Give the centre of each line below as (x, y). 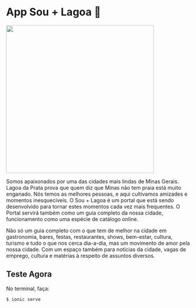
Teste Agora (29, 274)
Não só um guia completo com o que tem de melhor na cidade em (86, 231)
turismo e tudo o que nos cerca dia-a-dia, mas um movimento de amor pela (98, 243)
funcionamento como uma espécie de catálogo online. (72, 219)
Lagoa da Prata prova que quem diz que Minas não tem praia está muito (94, 187)
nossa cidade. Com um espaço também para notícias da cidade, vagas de (96, 249)
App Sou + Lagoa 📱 (54, 12)
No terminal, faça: (28, 288)
